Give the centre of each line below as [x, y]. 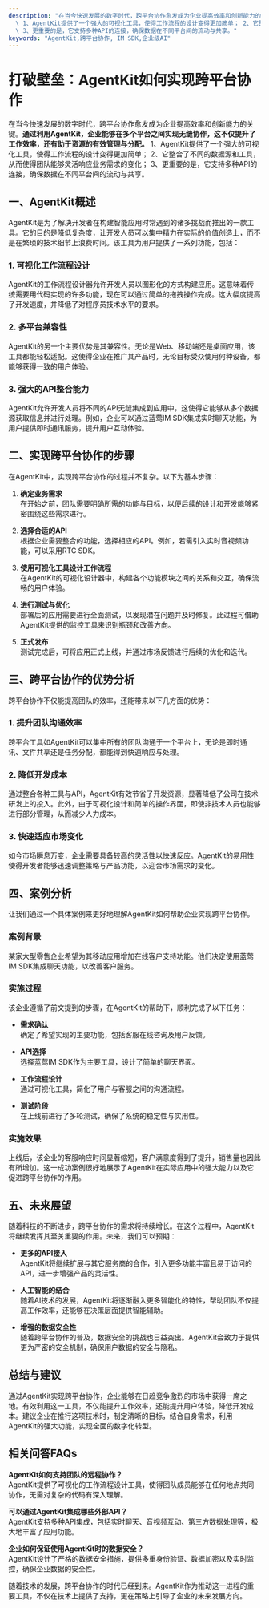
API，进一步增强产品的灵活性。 [71, 1273]
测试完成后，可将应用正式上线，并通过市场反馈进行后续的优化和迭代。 [136, 652]
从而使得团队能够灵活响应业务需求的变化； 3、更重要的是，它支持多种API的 [133, 164]
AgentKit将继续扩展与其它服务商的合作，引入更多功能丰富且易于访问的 [136, 1263]
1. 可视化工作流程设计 [49, 265]
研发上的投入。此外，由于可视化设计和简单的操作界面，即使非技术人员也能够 [134, 804]
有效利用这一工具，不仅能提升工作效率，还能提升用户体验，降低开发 [134, 1406]
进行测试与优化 [44, 604]
